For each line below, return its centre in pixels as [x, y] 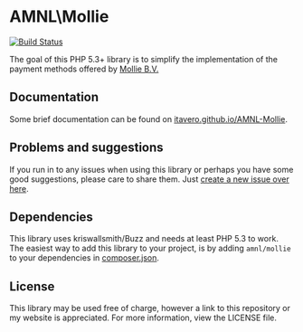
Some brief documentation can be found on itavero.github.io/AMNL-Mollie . [148, 119]
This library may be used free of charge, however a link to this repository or [150, 308]
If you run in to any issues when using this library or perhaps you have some [151, 169]
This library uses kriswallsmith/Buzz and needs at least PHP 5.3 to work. [144, 239]
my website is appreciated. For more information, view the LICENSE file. [143, 318]
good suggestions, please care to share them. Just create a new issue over [149, 179]
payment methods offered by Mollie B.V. [84, 69]
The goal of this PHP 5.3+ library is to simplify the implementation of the [144, 59]
